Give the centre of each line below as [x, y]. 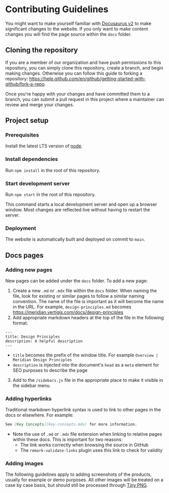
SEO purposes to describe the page [50, 370]
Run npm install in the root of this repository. [53, 170]
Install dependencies [32, 159]
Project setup [27, 121]
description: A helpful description [44, 341]
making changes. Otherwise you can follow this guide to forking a [74, 73]
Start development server [38, 183]
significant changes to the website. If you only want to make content [77, 28]
